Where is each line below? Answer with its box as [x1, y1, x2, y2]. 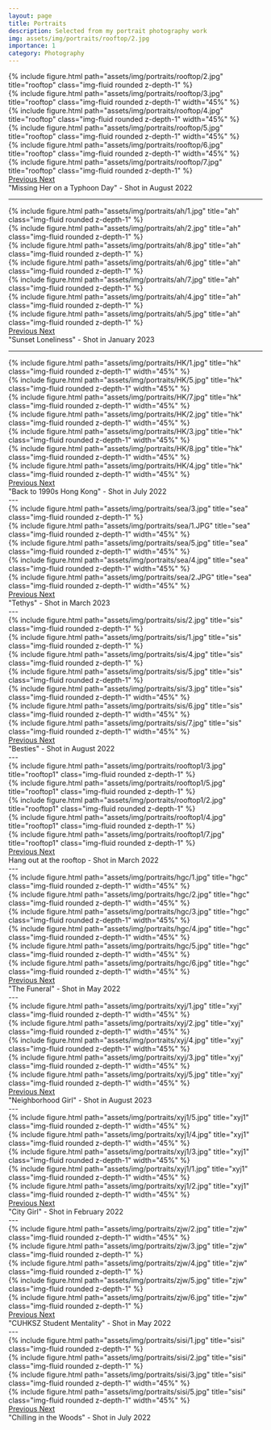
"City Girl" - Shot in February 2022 [8, 1207, 123, 1216]
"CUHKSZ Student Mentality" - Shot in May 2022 [8, 1319, 172, 1328]
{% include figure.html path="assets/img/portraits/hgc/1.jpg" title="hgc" [8, 872, 248, 882]
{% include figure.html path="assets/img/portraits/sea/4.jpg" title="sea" [8, 555, 248, 565]
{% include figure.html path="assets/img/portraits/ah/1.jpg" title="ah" [8, 207, 240, 215]
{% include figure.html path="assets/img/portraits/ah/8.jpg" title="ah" [8, 240, 241, 250]
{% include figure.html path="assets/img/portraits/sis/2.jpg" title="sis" [8, 615, 244, 625]
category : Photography [8, 49, 85, 57]
